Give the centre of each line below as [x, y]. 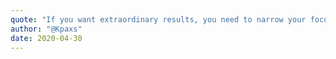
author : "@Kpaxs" [46, 29]
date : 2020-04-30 [46, 38]
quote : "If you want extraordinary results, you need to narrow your [158, 19]
